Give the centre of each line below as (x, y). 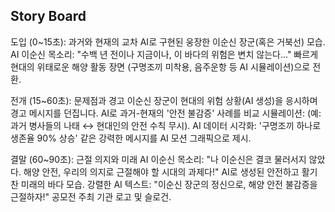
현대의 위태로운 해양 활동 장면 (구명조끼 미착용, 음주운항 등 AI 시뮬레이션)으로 (160, 66)
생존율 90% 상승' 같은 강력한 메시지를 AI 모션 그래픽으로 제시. (131, 138)
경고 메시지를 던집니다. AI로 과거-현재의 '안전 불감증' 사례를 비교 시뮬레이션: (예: (166, 113)
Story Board (48, 16)
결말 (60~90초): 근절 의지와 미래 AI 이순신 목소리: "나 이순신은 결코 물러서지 (158, 159)
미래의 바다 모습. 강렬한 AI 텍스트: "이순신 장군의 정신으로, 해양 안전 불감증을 (169, 184)
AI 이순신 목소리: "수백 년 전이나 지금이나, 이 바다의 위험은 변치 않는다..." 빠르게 (164, 54)
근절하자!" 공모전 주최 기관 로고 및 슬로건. (91, 196)
